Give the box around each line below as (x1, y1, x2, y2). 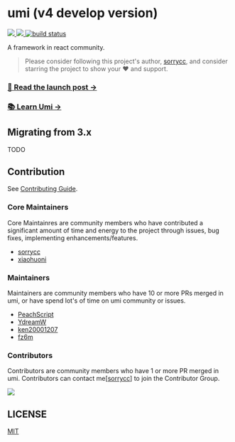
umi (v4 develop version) (7, 5, 158, 21)
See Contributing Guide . (7, 185, 78, 193)
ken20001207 (17, 325, 58, 333)
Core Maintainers (7, 203, 69, 212)
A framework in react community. (7, 43, 105, 51)
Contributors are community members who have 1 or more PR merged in (7, 367, 219, 375)
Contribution (7, 166, 65, 178)
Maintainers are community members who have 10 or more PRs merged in (7, 289, 224, 297)
